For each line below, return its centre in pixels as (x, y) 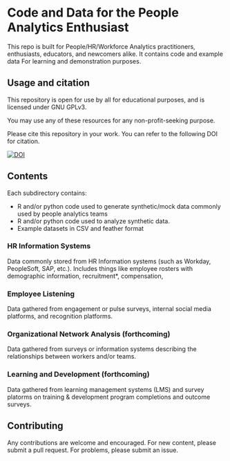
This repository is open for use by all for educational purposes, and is (106, 100)
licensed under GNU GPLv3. (47, 107)
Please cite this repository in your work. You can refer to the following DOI (113, 133)
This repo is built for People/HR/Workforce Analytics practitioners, (101, 46)
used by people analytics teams (63, 214)
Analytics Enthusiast (68, 27)
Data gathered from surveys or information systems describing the (102, 349)
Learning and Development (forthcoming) (78, 375)
